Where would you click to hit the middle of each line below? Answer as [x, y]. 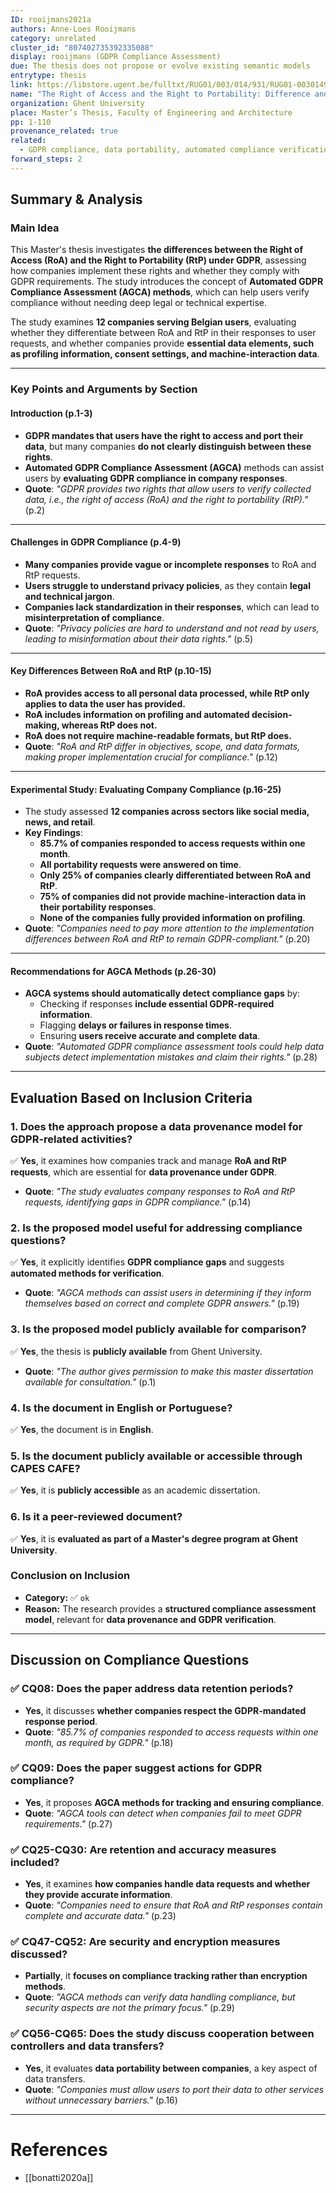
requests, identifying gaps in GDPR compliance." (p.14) [138, 1202]
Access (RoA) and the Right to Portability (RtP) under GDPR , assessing [158, 260]
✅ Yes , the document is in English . [82, 1429]
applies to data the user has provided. [105, 703]
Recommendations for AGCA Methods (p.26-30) [113, 971]
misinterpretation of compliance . [94, 617]
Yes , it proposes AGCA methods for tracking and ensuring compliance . [174, 1802]
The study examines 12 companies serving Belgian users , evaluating [153, 322]
